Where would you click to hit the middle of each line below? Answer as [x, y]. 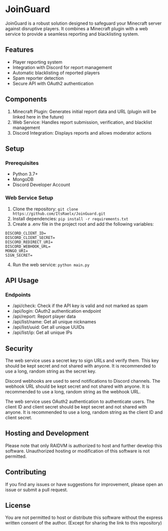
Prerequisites [22, 163]
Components [26, 99]
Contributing [26, 472]
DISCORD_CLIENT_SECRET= [30, 238]
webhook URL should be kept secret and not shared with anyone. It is [77, 386]
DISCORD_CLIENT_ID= [26, 233]
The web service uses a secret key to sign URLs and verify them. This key [82, 361]
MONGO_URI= [17, 251]
